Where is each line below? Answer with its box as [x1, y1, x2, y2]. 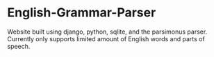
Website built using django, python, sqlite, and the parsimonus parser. [7, 27, 208, 36]
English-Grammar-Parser [7, 5, 156, 21]
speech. [7, 42, 31, 50]
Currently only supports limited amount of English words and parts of [7, 34, 205, 43]
